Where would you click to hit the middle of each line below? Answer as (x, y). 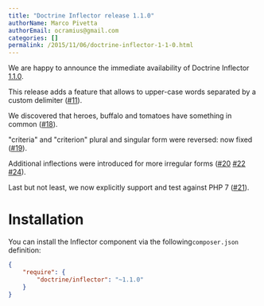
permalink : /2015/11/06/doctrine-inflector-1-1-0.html (101, 45)
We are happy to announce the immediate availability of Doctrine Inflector (129, 68)
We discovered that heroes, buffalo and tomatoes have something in (120, 116)
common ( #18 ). (33, 124)
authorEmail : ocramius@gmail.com (64, 30)
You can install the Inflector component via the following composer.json (124, 242)
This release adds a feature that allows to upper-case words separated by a (132, 92)
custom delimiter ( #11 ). (45, 100)
